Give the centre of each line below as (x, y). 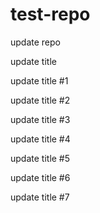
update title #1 (39, 80)
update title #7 (40, 197)
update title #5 (40, 158)
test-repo (50, 14)
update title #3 (40, 119)
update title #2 (40, 100)
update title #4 (40, 139)
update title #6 (40, 177)
